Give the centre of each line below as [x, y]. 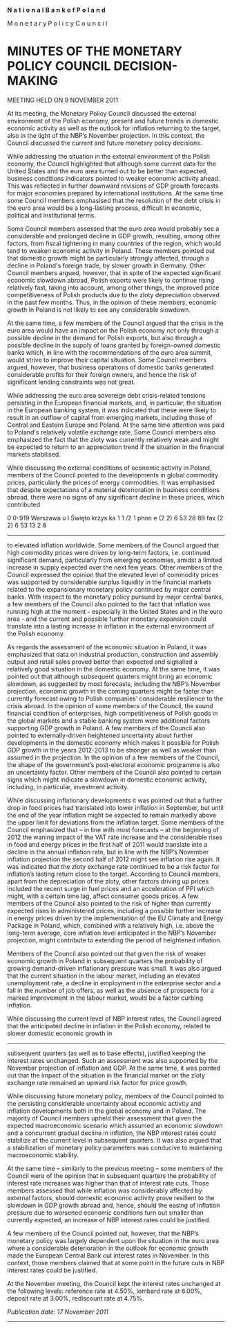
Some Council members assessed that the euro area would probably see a [113, 229]
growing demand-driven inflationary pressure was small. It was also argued [115, 968]
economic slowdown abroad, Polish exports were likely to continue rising [111, 280]
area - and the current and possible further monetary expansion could [107, 619]
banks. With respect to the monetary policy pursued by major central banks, [115, 597]
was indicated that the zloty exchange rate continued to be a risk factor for [113, 866]
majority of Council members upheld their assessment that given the [105, 1118]
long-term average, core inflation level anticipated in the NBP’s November [112, 933]
